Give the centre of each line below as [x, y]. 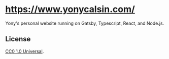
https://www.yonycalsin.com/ [70, 9]
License [18, 39]
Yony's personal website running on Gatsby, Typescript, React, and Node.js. [85, 23]
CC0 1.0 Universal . [25, 51]
